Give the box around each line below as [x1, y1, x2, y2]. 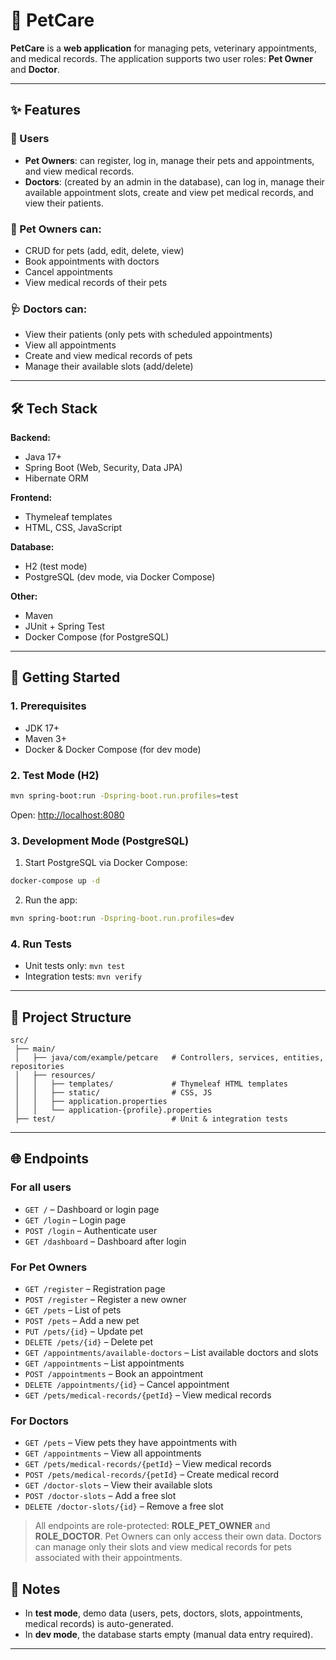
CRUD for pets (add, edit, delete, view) [24, 244, 185, 256]
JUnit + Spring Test [24, 620, 105, 633]
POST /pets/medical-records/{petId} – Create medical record [24, 1469, 279, 1481]
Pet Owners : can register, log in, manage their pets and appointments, [24, 154, 315, 166]
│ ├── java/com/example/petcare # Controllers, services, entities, [14, 1053, 325, 1063]
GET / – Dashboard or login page [24, 1203, 160, 1215]
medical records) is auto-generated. [24, 1618, 174, 1630]
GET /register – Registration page [24, 1283, 166, 1295]
